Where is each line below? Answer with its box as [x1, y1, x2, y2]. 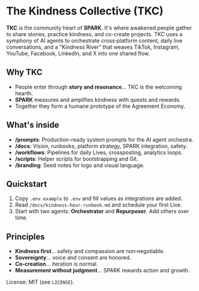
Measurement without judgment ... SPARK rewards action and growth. [14, 267, 190, 274]
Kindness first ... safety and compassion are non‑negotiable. [14, 248, 165, 255]
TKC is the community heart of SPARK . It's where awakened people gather [6, 24, 192, 31]
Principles [6, 231, 45, 242]
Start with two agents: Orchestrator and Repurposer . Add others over [14, 208, 189, 215]
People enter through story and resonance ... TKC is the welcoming [14, 83, 182, 90]
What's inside [6, 120, 60, 130]
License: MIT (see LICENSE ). [6, 278, 75, 286]
